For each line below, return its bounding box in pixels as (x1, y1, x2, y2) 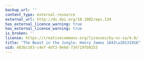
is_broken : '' (5, 31, 35, 36)
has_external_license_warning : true (5, 26, 82, 31)
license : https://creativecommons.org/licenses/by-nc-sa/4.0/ (5, 36, 138, 41)
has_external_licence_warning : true (5, 21, 82, 27)
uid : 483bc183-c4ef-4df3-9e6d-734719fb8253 (5, 45, 98, 50)
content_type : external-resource (5, 12, 76, 17)
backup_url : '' (5, 7, 37, 13)
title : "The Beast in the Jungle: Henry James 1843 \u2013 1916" (5, 40, 141, 45)
